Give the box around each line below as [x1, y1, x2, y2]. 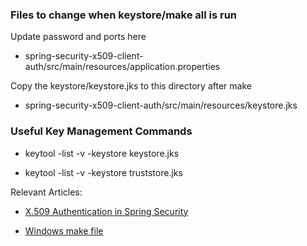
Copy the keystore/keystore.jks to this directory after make [10, 80, 252, 92]
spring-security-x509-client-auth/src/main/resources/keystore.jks [24, 99, 298, 112]
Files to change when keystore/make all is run [10, 8, 238, 22]
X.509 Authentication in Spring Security [24, 205, 189, 217]
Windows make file [24, 224, 104, 237]
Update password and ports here [10, 31, 147, 43]
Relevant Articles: [10, 186, 83, 198]
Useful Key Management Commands [10, 124, 193, 138]
